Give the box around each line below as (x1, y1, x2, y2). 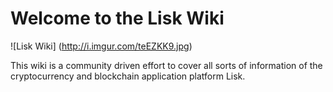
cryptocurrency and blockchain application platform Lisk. (10, 70, 246, 82)
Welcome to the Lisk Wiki (10, 7, 225, 30)
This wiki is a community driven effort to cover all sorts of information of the (10, 59, 323, 71)
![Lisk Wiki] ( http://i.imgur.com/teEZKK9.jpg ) (10, 40, 193, 52)
